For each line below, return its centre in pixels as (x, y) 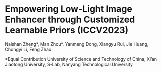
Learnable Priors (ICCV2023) (67, 30)
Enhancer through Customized (70, 20)
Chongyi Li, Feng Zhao (28, 49)
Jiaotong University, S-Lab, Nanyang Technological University (69, 64)
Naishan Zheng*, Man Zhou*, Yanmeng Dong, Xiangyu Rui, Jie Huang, (77, 44)
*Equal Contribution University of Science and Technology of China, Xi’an (81, 59)
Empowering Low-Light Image (69, 9)
